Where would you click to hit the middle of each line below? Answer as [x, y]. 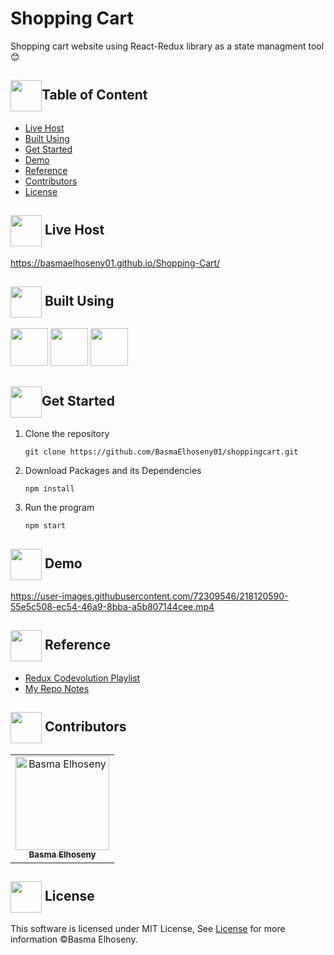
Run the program [59, 508]
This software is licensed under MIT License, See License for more [148, 929]
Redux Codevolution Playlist [82, 678]
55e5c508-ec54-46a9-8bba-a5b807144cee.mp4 [112, 606]
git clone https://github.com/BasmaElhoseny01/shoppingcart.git [161, 452]
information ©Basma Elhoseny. [74, 939]
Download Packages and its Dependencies [113, 471]
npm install [49, 489]
